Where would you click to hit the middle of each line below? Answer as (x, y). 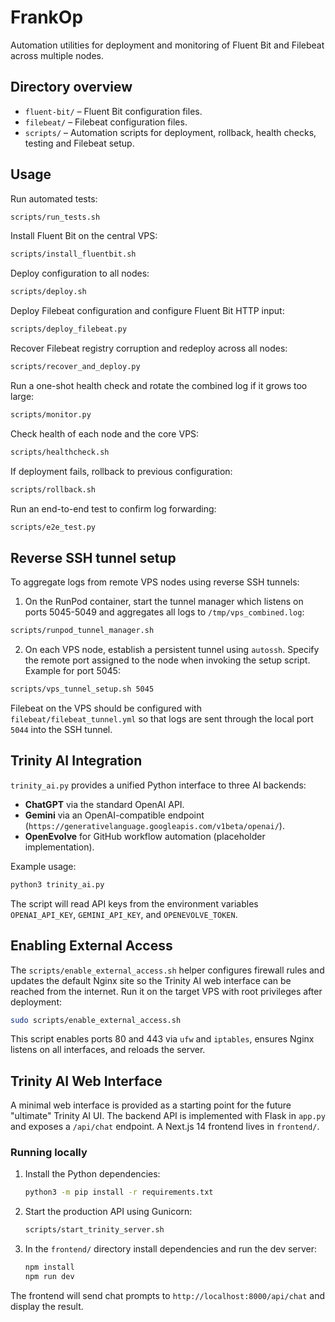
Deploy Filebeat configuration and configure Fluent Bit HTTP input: (147, 311)
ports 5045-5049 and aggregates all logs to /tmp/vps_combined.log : (164, 612)
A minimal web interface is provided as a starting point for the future (151, 1105)
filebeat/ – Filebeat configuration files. (106, 122)
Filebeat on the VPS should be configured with (106, 708)
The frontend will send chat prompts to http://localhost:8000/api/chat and (168, 1295)
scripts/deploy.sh (48, 292)
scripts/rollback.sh (53, 489)
